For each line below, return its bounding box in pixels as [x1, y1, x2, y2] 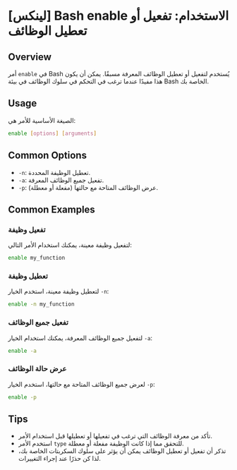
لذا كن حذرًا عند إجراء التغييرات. [18, 454, 102, 463]
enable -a [8, 347, 37, 354]
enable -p [8, 393, 37, 401]
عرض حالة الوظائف [8, 364, 67, 374]
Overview [8, 51, 52, 63]
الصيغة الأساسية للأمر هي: [8, 116, 76, 124]
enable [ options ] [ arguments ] [8, 130, 97, 137]
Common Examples [8, 203, 96, 215]
